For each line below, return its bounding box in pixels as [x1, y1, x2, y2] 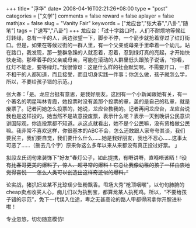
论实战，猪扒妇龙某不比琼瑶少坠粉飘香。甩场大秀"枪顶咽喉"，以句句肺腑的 [6, 181, 185, 188]
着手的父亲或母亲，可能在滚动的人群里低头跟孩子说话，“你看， [36, 56, 188, 63]
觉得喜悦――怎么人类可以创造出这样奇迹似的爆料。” [6, 169, 129, 175]
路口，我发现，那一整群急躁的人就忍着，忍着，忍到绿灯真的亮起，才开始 [10, 49, 185, 56]
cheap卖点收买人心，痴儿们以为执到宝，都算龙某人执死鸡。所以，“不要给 [6, 189, 182, 195]
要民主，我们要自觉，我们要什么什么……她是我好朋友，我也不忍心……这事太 [6, 134, 188, 141]
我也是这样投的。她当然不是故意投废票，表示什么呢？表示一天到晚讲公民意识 [6, 113, 190, 119]
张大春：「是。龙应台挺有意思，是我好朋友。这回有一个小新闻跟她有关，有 [6, 91, 183, 98]
